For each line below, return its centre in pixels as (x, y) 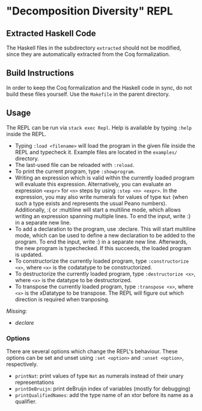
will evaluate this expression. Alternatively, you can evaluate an (93, 184)
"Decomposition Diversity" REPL (90, 11)
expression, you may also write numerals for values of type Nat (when (101, 196)
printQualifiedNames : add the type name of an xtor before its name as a (104, 395)
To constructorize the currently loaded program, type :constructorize (102, 261)
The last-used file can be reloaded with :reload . (74, 165)
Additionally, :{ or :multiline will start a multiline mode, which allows (98, 210)
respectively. (22, 364)
